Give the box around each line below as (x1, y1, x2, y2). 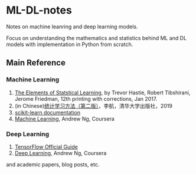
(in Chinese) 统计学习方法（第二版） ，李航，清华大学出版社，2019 (14, 102, 173, 109)
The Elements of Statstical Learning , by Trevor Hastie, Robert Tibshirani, (14, 89, 191, 96)
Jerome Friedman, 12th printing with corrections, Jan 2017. (14, 95, 158, 102)
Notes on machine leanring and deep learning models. (6, 23, 138, 30)
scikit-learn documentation (14, 109, 81, 116)
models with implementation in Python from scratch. (6, 41, 133, 48)
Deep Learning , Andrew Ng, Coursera (14, 149, 107, 156)
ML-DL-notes (6, 4, 72, 17)
